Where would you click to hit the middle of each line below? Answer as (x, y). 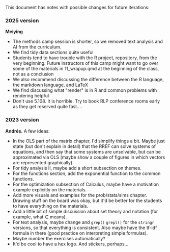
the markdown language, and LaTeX (50, 85)
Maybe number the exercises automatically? (59, 238)
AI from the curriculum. (37, 47)
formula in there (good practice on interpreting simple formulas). (80, 233)
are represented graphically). (43, 162)
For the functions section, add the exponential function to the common (87, 173)
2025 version (22, 20)
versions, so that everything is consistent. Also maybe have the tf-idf (85, 228)
